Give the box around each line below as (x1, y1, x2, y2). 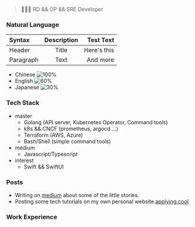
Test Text (87, 36, 114, 44)
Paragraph (9, 56, 39, 64)
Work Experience (6, 213, 58, 221)
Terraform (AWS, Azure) (23, 131, 83, 139)
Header (9, 46, 30, 54)
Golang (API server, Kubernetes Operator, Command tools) (23, 118, 168, 125)
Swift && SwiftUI (23, 163, 64, 170)
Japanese (14, 84, 40, 91)
